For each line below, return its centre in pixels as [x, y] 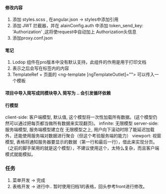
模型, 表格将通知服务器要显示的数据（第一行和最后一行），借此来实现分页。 [81, 142]
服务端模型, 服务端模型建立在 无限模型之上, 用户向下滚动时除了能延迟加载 [80, 130]
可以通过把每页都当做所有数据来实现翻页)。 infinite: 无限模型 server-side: [84, 123]
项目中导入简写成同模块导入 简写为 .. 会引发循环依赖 [58, 93]
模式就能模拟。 [20, 154]
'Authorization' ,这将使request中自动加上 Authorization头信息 [74, 32]
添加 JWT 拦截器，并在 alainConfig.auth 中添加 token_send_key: [78, 26]
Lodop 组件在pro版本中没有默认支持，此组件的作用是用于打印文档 [79, 62]
